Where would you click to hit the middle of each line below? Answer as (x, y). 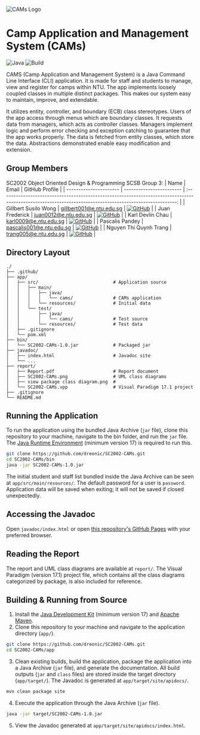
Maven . (24, 621)
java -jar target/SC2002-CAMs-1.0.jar (54, 714)
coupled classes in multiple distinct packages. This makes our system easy (99, 93)
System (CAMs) (46, 46)
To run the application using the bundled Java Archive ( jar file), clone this (97, 430)
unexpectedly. (24, 495)
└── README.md (24, 397)
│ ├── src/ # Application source (87, 282)
